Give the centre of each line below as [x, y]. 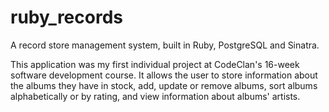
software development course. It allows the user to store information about [164, 75]
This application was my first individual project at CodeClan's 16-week [155, 64]
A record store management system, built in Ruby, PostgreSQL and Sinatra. [165, 45]
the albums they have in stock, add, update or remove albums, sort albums [164, 85]
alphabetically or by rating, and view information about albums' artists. [155, 96]
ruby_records [66, 17]
